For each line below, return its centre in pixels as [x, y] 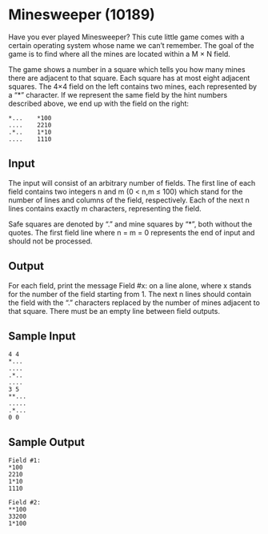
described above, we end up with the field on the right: [99, 103]
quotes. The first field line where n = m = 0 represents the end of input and [132, 232]
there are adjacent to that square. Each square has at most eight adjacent [129, 78]
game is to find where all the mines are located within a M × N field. [119, 54]
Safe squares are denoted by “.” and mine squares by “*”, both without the [130, 224]
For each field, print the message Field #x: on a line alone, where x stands [130, 285]
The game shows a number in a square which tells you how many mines [127, 69]
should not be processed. [50, 241]
